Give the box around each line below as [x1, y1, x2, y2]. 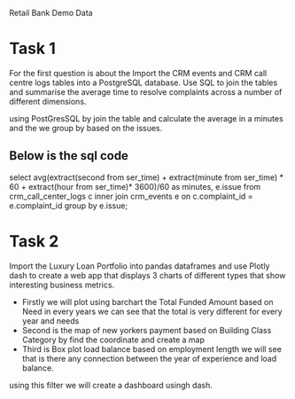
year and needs [21, 315, 80, 326]
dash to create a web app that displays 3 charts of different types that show [9, 270, 286, 280]
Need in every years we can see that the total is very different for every [21, 306, 283, 317]
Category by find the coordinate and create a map [21, 334, 206, 345]
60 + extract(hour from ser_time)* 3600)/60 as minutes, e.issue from [9, 181, 261, 192]
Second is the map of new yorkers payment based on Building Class [21, 325, 272, 335]
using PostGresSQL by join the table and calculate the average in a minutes [9, 113, 283, 123]
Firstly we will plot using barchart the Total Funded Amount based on [21, 296, 274, 307]
